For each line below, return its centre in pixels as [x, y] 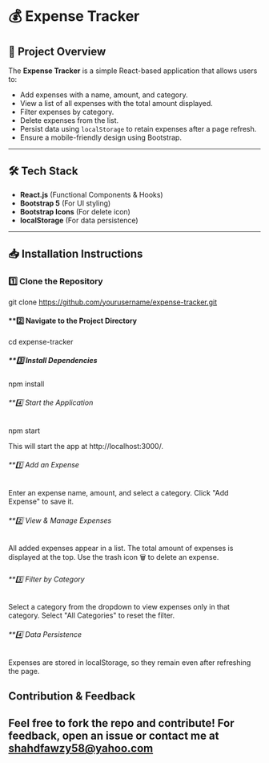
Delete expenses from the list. [69, 120]
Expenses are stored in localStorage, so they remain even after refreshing [130, 662]
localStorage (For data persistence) [79, 220]
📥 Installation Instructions [76, 254]
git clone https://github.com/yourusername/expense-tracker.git [113, 302]
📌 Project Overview [57, 51]
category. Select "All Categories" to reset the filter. [91, 615]
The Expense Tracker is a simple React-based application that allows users [133, 71]
